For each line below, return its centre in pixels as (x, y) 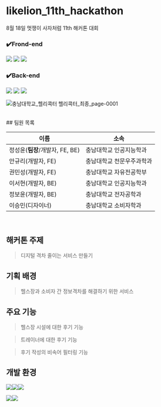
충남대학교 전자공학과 (113, 194)
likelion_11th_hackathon (65, 11)
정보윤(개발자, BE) (33, 194)
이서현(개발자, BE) (33, 183)
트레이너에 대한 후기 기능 (49, 339)
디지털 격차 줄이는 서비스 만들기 (56, 256)
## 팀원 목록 (21, 122)
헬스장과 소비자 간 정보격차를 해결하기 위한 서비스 (77, 291)
